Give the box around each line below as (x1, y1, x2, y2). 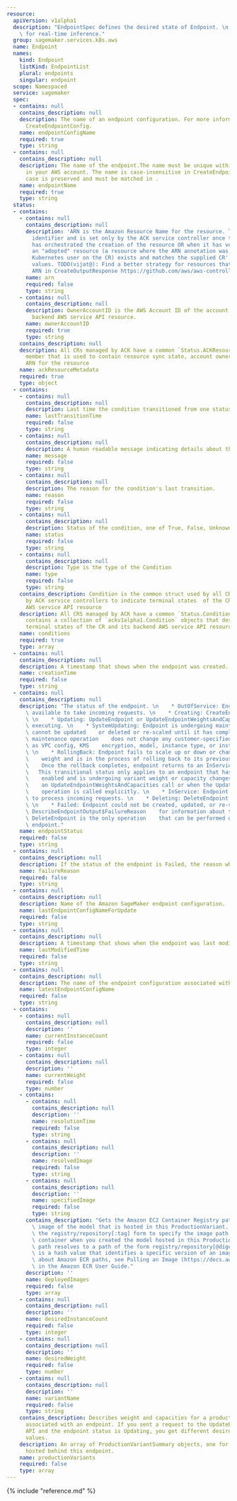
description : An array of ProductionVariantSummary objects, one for (19, 1441, 229, 1448)
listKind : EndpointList (19, 63, 90, 70)
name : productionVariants (19, 1454, 96, 1461)
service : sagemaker (13, 89, 71, 96)
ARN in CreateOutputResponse (32, 267, 118, 274)
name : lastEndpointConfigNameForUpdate (19, 907, 137, 914)
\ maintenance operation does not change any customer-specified (25, 735, 232, 743)
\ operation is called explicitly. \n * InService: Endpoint (25, 788, 229, 796)
